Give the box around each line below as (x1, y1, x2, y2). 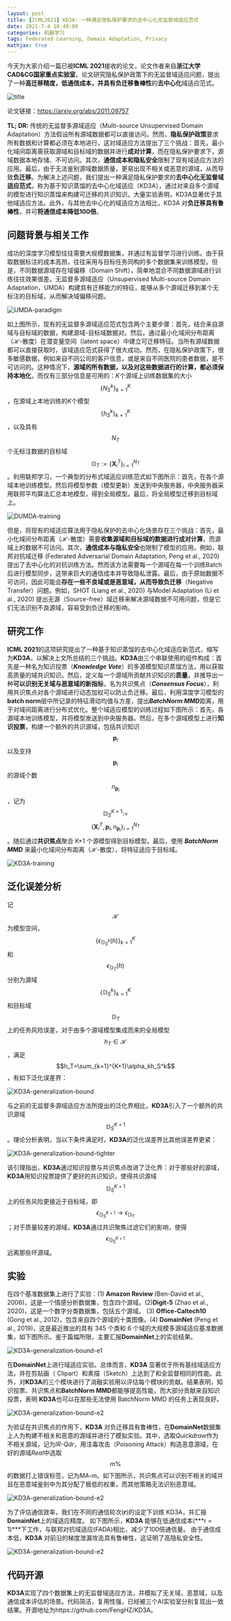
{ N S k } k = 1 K (100, 382, 131, 394)
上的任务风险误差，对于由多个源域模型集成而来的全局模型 (7, 1026, 170, 1034)
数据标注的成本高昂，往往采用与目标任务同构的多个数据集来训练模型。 (12, 257, 212, 265)
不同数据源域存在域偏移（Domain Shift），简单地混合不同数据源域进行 (19, 266, 215, 274)
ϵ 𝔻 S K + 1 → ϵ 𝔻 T (96, 1209, 135, 1220)
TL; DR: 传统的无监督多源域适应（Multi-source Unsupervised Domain (7, 122, 203, 129)
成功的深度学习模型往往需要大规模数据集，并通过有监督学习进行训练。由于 (7, 249, 218, 257)
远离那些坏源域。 (7, 1248, 56, 1257)
